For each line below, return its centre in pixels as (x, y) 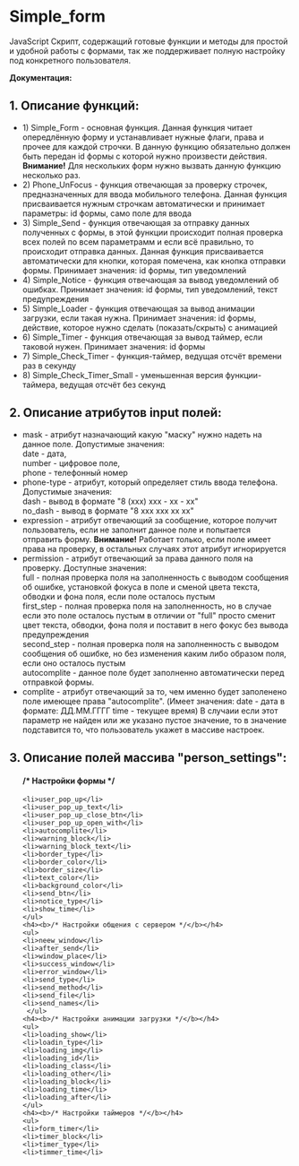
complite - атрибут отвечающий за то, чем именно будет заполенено (154, 691)
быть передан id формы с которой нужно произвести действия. (145, 156)
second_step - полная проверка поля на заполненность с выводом (150, 643)
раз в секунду (49, 366)
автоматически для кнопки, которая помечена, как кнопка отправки (154, 261)
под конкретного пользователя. (70, 60)
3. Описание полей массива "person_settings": (148, 758)
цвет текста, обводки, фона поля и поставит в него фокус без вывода (155, 625)
